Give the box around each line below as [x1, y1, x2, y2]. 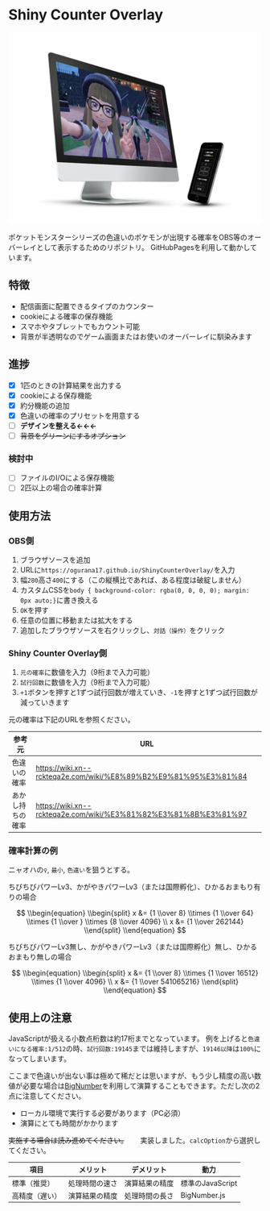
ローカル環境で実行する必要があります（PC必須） [19, 1108, 185, 1117]
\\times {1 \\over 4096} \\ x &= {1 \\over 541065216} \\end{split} [31, 977, 239, 987]
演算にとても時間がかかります [19, 1118, 119, 1128]
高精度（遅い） [11, 1191, 62, 1201]
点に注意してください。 [8, 1091, 86, 1101]
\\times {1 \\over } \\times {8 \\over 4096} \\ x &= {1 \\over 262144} [26, 917, 244, 926]
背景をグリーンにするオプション [19, 431, 126, 440]
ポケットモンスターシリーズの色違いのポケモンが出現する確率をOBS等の [8, 232, 247, 242]
